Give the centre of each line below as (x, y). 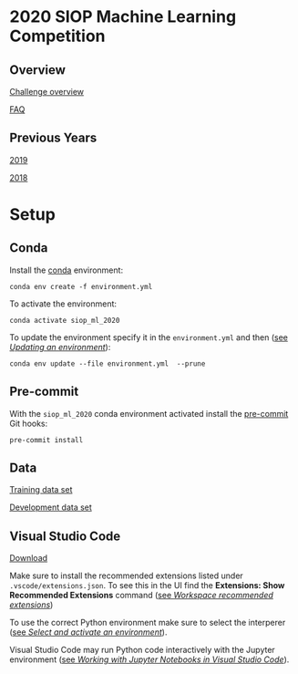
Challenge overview (47, 92)
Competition (58, 36)
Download (29, 558)
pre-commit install (46, 440)
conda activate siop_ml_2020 (65, 320)
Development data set (51, 507)
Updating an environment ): (60, 347)
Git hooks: (29, 423)
